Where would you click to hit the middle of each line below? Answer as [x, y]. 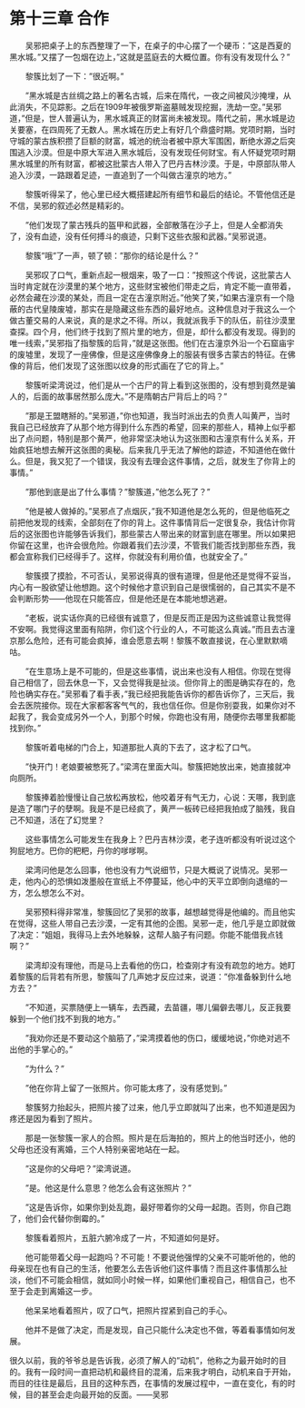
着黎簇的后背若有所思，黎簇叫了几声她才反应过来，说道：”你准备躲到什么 [147, 977]
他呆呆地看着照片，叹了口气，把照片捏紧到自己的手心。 [128, 1310]
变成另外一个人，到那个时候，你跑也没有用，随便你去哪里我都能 [176, 716]
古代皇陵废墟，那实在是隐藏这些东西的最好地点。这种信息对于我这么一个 [160, 309]
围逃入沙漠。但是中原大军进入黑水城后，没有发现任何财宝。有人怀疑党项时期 [152, 152]
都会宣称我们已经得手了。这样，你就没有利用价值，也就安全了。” [128, 556]
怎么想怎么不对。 [57, 892]
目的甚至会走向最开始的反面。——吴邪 [97, 1394]
